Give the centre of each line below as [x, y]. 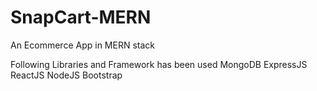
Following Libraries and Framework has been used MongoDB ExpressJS [159, 64]
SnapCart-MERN [81, 17]
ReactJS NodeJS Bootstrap [66, 75]
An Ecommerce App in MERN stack [82, 45]
